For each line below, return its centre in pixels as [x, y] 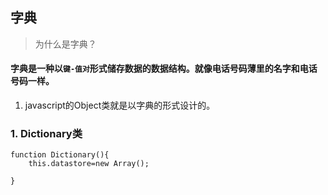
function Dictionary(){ [60, 155]
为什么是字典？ [65, 44]
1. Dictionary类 [46, 133]
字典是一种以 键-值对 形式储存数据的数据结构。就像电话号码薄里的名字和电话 [164, 69]
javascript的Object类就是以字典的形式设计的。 [120, 105]
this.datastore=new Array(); [89, 164]
